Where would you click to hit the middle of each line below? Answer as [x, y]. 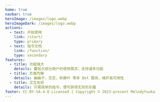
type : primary [28, 42]
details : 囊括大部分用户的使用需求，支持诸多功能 [59, 69]
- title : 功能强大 [27, 64]
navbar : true [18, 14]
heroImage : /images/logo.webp [36, 19]
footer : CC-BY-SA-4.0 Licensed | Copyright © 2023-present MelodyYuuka [80, 92]
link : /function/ [32, 51]
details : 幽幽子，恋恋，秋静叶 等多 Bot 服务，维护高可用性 [69, 78]
